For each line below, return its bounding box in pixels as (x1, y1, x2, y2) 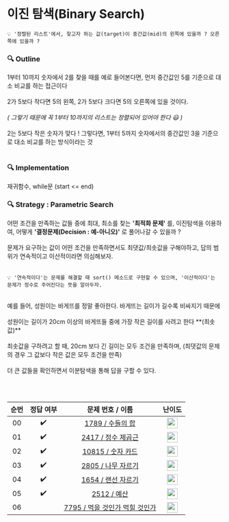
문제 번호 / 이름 (86, 405, 133, 414)
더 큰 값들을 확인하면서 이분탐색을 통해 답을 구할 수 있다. (7, 366, 157, 374)
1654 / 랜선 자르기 (81, 475, 139, 485)
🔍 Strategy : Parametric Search (7, 200, 114, 210)
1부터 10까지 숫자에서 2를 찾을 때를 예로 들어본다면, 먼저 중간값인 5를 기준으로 (7, 73, 214, 82)
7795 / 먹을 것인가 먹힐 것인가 (64, 503, 157, 512)
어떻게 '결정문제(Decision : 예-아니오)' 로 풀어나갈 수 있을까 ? (16, 227, 181, 236)
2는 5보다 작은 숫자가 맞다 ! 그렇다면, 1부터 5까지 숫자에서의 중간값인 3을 (7, 129, 200, 138)
